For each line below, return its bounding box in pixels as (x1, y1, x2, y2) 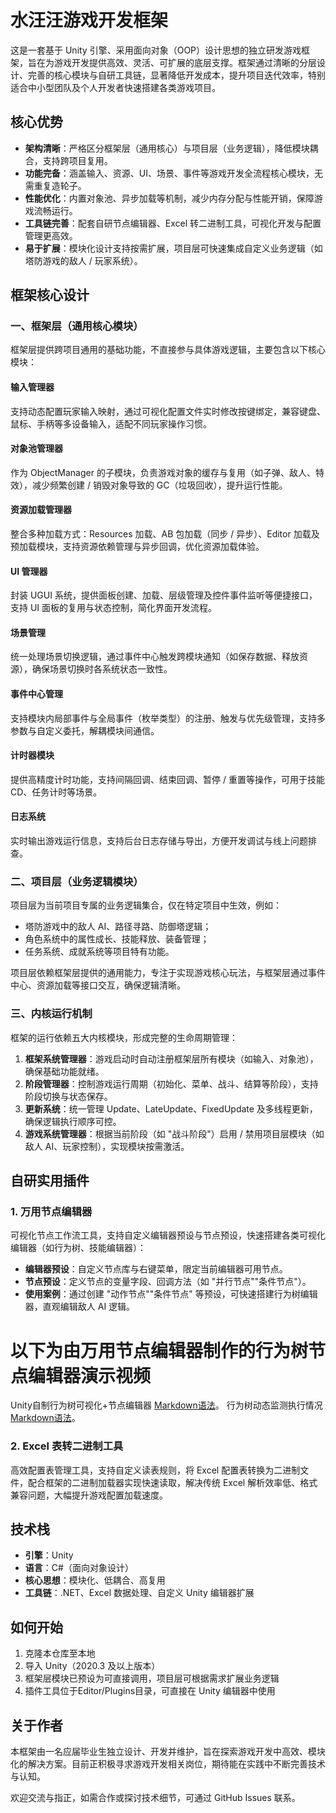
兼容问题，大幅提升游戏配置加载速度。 (10, 1489, 168, 1501)
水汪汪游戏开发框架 (10, 9, 169, 32)
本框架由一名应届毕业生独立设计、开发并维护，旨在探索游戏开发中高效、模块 (10, 1746, 326, 1758)
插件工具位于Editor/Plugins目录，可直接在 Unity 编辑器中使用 (24, 1685, 276, 1697)
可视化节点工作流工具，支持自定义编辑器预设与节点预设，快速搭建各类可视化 (10, 1229, 326, 1241)
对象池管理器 (10, 442, 63, 455)
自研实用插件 (10, 1172, 90, 1190)
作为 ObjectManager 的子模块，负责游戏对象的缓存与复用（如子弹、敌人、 (10, 466, 316, 478)
